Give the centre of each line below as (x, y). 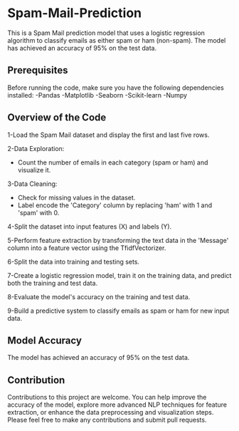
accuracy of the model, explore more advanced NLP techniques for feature (117, 405)
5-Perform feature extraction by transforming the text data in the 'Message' (118, 240)
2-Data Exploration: (36, 148)
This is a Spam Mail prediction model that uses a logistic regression (106, 33)
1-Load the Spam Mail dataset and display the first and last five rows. (108, 135)
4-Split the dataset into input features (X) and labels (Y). (90, 227)
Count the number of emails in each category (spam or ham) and (113, 162)
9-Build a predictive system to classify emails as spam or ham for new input (118, 311)
